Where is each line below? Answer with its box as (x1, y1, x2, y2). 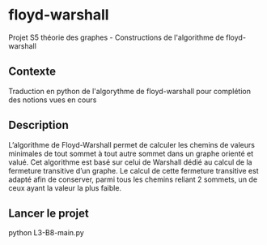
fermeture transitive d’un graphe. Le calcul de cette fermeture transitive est (8, 165, 259, 175)
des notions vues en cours (8, 95, 97, 105)
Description (8, 118, 69, 132)
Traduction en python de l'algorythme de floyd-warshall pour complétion (8, 86, 251, 96)
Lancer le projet (8, 206, 89, 220)
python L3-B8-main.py (8, 228, 85, 238)
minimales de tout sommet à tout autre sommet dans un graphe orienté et (8, 148, 253, 158)
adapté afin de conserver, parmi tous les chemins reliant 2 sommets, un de (8, 174, 257, 184)
